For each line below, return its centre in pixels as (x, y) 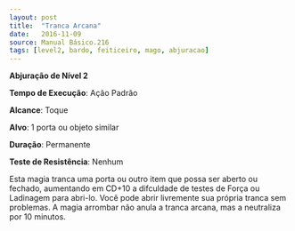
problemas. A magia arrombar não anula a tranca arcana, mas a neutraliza (145, 207)
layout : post (33, 17)
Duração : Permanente (50, 145)
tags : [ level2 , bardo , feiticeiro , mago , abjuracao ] (109, 51)
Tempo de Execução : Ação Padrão (74, 93)
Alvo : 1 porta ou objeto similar (64, 127)
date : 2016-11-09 (45, 34)
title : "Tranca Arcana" (55, 26)
